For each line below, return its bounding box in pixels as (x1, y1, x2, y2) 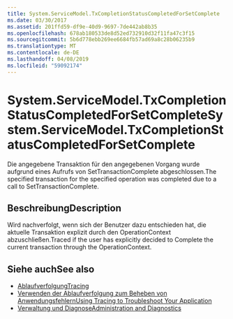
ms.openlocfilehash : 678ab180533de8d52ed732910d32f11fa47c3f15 (7, 29, 195, 37)
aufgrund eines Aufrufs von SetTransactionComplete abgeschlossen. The (7, 167, 217, 175)
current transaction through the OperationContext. (7, 243, 152, 251)
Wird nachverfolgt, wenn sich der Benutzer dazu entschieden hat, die (7, 221, 207, 229)
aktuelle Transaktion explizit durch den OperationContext (7, 228, 172, 237)
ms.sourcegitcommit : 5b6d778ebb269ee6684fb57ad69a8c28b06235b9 (7, 36, 195, 43)
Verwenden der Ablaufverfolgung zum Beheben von (17, 289, 167, 297)
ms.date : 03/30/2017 (7, 17, 68, 24)
